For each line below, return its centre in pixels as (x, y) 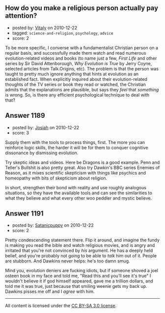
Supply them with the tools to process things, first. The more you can (75, 142)
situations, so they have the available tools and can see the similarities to (79, 193)
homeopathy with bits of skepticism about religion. (56, 178)
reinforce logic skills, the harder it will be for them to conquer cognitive (77, 147)
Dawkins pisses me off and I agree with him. (50, 292)
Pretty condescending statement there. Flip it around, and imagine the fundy (82, 240)
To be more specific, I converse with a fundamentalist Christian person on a (82, 48)
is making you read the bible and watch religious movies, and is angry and (80, 245)
